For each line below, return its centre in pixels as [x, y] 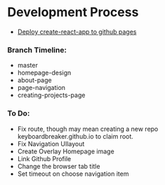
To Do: [19, 113]
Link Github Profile [44, 158]
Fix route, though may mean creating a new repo [88, 129]
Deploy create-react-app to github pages [77, 32]
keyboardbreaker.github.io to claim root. [75, 136]
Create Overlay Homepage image [66, 151]
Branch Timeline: [37, 50]
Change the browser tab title [59, 166]
